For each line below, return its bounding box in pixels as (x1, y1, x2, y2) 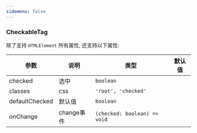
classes (9, 87, 30, 95)
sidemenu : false (6, 8, 46, 15)
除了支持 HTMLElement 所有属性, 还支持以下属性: (6, 41, 120, 48)
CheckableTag (6, 27, 48, 36)
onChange (9, 112, 38, 120)
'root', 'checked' (95, 87, 147, 94)
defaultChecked (9, 97, 53, 105)
